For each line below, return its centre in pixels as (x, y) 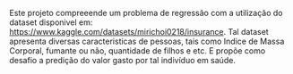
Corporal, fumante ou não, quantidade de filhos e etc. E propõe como (138, 51)
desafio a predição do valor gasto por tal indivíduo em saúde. (122, 60)
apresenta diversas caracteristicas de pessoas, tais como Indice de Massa (147, 41)
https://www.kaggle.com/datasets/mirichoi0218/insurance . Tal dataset (139, 32)
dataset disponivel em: (51, 22)
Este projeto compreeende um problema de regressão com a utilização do (146, 13)
